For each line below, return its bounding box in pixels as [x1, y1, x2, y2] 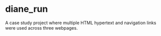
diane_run [5, 3, 48, 15]
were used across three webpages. [5, 25, 78, 31]
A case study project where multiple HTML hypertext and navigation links [5, 20, 156, 26]
